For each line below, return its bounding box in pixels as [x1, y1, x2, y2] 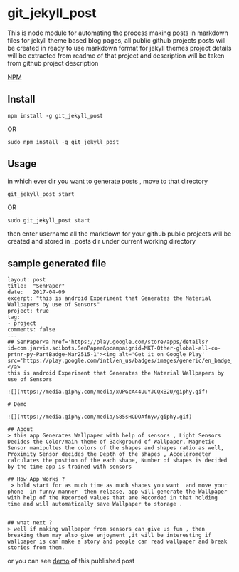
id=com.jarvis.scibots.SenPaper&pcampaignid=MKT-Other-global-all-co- [7, 345, 221, 352]
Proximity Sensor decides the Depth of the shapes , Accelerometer [7, 451, 212, 458]
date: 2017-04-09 [7, 288, 65, 296]
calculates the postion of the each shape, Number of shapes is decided [7, 457, 228, 464]
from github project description [7, 58, 99, 67]
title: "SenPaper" [7, 283, 65, 290]
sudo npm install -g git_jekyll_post [7, 138, 119, 145]
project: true [7, 308, 50, 315]
